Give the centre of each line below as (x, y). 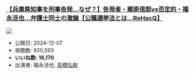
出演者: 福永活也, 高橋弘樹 (46, 65)
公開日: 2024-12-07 (39, 43)
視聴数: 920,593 (34, 51)
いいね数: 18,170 (34, 58)
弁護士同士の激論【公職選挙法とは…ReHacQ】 (97, 18)
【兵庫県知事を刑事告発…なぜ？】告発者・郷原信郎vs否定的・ (95, 9)
